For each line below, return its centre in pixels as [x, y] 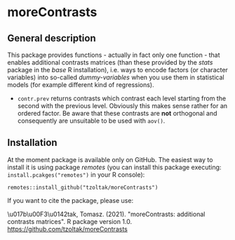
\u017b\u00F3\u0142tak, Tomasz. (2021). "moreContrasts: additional [106, 214]
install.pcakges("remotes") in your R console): [76, 174]
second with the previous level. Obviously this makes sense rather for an [122, 106]
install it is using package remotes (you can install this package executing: [114, 167]
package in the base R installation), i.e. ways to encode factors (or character [117, 70]
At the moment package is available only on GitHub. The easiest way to [110, 159]
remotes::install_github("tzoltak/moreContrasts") [83, 187]
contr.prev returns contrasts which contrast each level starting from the [122, 98]
